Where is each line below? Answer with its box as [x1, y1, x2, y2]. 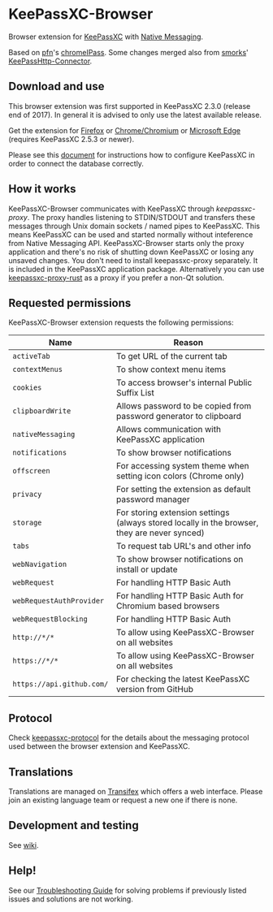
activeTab [12, 352, 50, 361]
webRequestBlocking [12, 615, 88, 624]
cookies [12, 383, 42, 392]
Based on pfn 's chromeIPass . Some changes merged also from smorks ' [8, 47, 249, 57]
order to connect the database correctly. [8, 158, 145, 168]
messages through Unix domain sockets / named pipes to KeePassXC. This [8, 221, 260, 231]
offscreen [12, 466, 50, 476]
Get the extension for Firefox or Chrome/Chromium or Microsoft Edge [8, 125, 241, 135]
